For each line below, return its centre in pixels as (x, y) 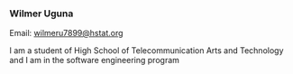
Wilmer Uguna (41, 14)
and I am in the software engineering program (95, 60)
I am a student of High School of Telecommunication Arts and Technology (146, 51)
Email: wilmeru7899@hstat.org (66, 33)
